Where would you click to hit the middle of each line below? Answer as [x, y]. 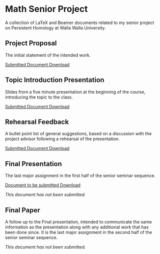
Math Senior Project [46, 9]
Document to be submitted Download [43, 185]
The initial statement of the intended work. [48, 55]
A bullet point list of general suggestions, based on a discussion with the [79, 134]
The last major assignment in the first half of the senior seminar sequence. [80, 176]
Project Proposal [31, 43]
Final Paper [23, 210]
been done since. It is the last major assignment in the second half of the [79, 232]
